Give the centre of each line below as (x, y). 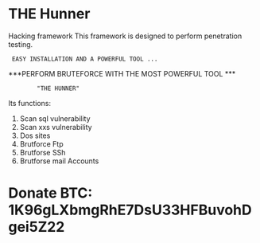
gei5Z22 (37, 227)
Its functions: (30, 103)
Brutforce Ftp (41, 143)
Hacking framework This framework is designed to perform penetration (125, 36)
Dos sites (35, 135)
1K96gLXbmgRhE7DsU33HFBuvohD (130, 210)
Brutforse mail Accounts (59, 161)
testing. (21, 44)
